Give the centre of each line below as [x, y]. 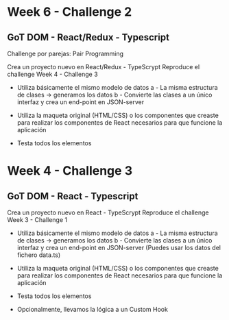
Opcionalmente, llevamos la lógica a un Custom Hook [92, 309]
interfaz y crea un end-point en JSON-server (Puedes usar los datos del [119, 248]
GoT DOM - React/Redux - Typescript [88, 37]
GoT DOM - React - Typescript [73, 196]
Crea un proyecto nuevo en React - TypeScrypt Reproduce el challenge [108, 212]
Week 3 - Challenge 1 [37, 220]
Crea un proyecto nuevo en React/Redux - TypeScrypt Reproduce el [104, 67]
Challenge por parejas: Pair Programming [65, 53]
